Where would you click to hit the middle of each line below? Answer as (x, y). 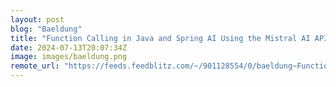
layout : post (37, 19)
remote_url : (35, 66)
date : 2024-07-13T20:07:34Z (69, 47)
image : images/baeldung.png (69, 57)
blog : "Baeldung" (46, 29)
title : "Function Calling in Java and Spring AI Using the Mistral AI (160, 38)
